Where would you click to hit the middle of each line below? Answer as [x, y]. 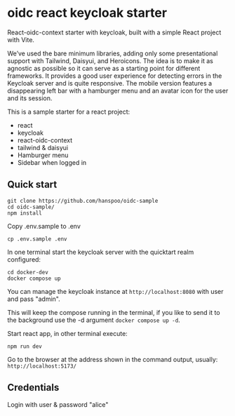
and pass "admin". [34, 299]
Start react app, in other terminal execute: [67, 333]
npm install [25, 213]
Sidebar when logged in [52, 162]
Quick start [32, 185]
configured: [24, 259]
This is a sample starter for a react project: [69, 112]
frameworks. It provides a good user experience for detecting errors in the [115, 76]
